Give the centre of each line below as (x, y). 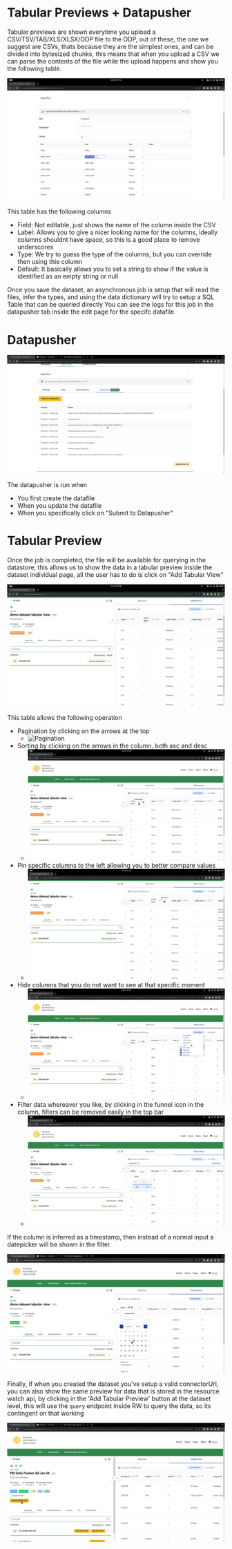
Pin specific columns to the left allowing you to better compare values (116, 866)
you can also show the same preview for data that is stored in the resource (113, 1391)
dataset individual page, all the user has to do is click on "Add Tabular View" (115, 574)
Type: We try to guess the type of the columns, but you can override (114, 254)
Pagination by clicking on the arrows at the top (83, 731)
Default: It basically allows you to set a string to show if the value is (113, 269)
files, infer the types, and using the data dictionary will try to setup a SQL (111, 297)
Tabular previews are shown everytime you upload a (81, 32)
